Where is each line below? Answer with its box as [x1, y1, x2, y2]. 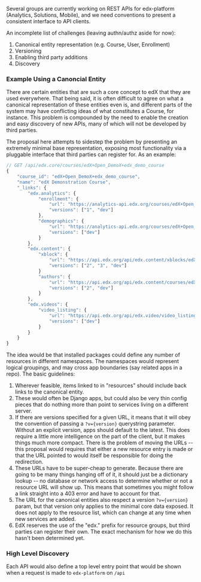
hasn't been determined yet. [14, 535, 85, 542]
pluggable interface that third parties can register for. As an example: [6, 151, 176, 158]
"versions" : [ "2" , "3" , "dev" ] [48, 263, 127, 269]
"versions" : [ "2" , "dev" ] [48, 285, 114, 291]
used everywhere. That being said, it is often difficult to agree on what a [6, 95, 184, 102]
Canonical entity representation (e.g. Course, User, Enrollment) [14, 41, 170, 48]
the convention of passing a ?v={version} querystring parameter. [14, 420, 175, 427]
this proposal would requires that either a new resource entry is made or [14, 446, 193, 453]
